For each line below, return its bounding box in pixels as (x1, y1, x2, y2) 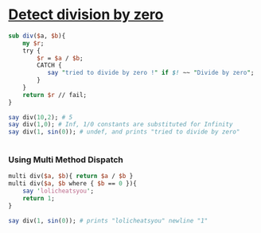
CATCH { (37, 61, 62, 69)
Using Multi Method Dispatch (8, 153, 123, 165)
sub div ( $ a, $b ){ (8, 32, 66, 40)
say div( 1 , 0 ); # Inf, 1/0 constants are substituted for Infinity (8, 121, 233, 129)
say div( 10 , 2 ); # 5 (8, 113, 73, 121)
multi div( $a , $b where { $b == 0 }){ (8, 180, 137, 188)
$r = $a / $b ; (37, 54, 84, 62)
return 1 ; (22, 194, 56, 202)
